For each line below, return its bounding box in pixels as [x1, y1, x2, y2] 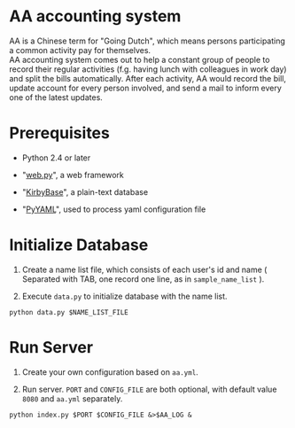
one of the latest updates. [9, 91, 104, 103]
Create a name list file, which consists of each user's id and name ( [21, 264, 268, 275]
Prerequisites [9, 123, 111, 144]
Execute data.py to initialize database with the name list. [21, 291, 228, 301]
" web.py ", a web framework [21, 169, 124, 180]
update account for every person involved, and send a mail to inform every [9, 82, 282, 93]
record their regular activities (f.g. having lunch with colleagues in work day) [9, 64, 287, 74]
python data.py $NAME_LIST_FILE [9, 307, 128, 316]
